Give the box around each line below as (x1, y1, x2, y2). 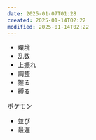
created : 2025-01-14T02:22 (7, 17, 86, 24)
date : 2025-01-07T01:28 (7, 10, 77, 17)
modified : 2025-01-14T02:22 (7, 23, 90, 30)
